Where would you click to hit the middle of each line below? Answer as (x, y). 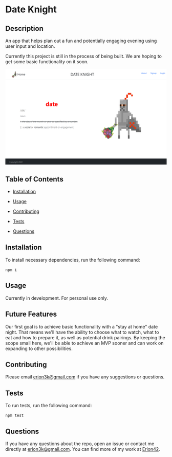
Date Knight (31, 10)
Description (24, 29)
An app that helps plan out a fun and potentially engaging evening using (81, 41)
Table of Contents (35, 179)
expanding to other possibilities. (39, 349)
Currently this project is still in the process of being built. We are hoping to (84, 56)
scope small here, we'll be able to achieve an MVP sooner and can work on (84, 343)
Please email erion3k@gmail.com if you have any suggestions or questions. (85, 377)
